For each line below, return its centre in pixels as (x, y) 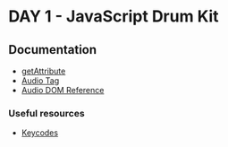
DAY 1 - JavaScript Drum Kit (114, 17)
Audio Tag (40, 81)
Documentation (53, 50)
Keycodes (40, 133)
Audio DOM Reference (63, 90)
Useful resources (47, 113)
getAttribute (43, 71)
